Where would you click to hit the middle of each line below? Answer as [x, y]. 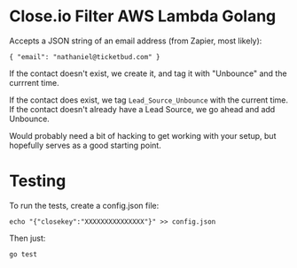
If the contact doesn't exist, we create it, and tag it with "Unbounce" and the [148, 73]
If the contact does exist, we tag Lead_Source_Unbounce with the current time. [149, 100]
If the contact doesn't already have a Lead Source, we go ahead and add [142, 109]
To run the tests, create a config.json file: [84, 205]
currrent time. [34, 82]
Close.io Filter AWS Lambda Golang [143, 16]
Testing [38, 181]
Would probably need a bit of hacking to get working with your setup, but [143, 135]
